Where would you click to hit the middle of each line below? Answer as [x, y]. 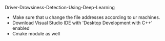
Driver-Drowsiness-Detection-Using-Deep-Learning [60, 7]
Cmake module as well [36, 34]
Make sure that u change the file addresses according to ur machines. [86, 17]
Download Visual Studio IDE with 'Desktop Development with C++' [82, 23]
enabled [21, 28]
